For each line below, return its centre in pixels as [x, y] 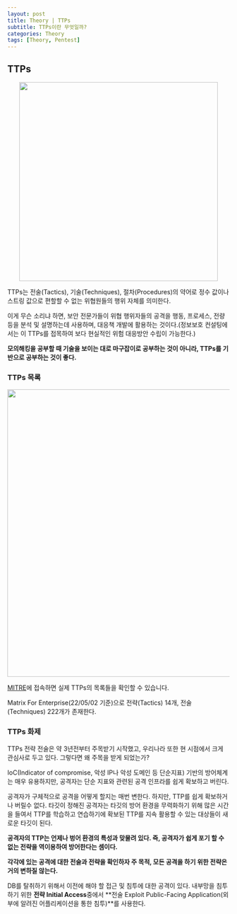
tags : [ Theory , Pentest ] [44, 40]
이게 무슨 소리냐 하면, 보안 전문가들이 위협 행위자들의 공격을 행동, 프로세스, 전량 [116, 316]
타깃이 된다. [36, 823]
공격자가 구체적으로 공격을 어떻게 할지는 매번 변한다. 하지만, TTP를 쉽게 [105, 796]
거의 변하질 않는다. [33, 870]
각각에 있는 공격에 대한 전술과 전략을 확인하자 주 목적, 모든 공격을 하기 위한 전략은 [117, 862]
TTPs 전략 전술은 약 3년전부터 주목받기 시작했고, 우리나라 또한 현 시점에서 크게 [115, 748]
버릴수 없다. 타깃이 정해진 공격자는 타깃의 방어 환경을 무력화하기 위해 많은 [115, 805]
